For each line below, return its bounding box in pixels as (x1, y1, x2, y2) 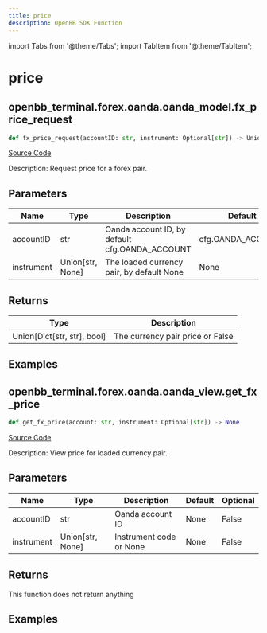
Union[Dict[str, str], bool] (12, 331, 106, 342)
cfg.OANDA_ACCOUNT (105, 244, 192, 255)
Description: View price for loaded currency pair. (8, 448, 168, 458)
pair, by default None (105, 267, 184, 278)
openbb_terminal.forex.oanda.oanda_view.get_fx (8, 385, 257, 398)
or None (114, 541, 145, 552)
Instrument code (114, 531, 176, 542)
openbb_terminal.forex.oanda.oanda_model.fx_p (8, 100, 257, 114)
